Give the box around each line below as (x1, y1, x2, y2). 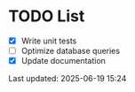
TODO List (8, 6, 85, 27)
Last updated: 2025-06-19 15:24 (8, 73, 127, 84)
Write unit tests (20, 35, 77, 46)
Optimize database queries (20, 46, 121, 56)
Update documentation (20, 56, 106, 66)
